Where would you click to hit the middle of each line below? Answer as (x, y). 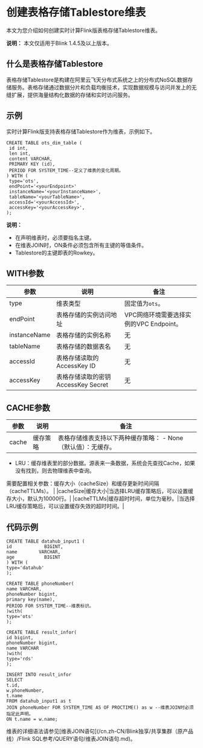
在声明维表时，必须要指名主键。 (55, 237)
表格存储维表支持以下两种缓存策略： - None (121, 438)
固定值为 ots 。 (144, 304)
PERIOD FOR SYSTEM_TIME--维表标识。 (50, 606)
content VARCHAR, (31, 159)
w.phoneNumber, (25, 691)
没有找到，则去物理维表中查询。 (55, 471)
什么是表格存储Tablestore (55, 64)
